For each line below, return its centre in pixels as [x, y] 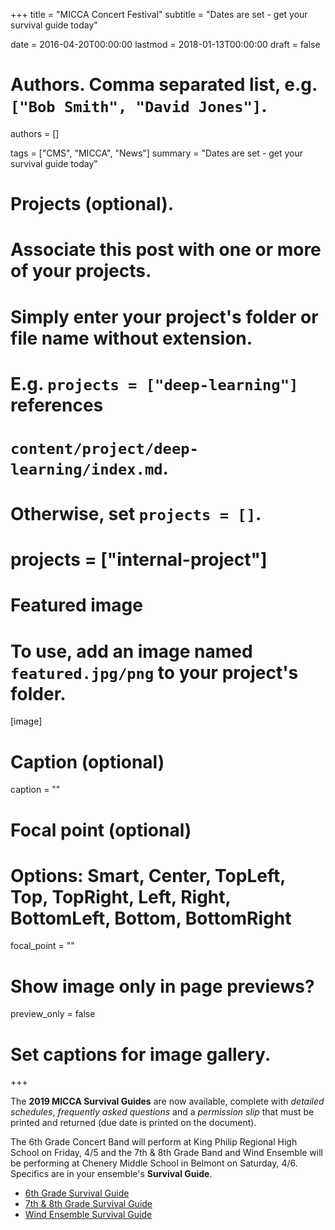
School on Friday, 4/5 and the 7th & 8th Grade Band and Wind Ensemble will [167, 1153]
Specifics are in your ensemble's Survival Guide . [111, 1174]
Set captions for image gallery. [141, 1054]
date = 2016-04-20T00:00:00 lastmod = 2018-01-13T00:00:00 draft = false [165, 44]
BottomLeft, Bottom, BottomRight [151, 918]
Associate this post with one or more [166, 250]
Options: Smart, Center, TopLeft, [148, 875]
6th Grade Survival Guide [77, 1193]
